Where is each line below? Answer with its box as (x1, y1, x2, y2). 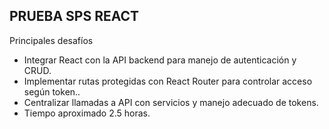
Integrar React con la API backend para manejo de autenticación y (23, 54, 297, 66)
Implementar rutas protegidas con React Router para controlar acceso (23, 75, 313, 87)
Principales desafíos (9, 34, 94, 46)
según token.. (23, 85, 81, 98)
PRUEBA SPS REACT (9, 8, 140, 25)
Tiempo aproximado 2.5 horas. (23, 107, 151, 119)
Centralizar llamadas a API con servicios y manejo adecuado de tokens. (23, 96, 319, 108)
